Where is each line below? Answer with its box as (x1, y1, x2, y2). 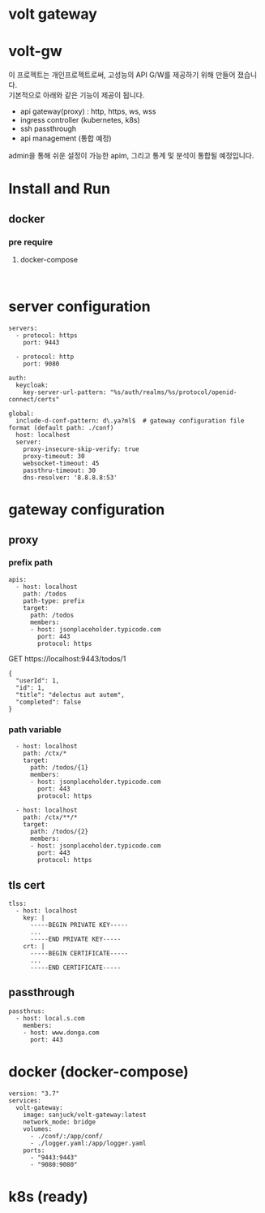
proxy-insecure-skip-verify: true (23, 444, 139, 453)
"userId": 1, (15, 676, 60, 685)
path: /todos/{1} (29, 764, 89, 772)
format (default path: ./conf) (8, 423, 114, 431)
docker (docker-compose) (8, 1062, 189, 1081)
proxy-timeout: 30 (23, 452, 85, 460)
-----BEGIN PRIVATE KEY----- (29, 921, 129, 929)
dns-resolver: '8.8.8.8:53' (23, 473, 118, 482)
